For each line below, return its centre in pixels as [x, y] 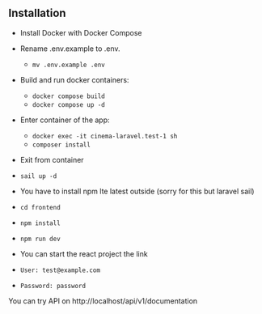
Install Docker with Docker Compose [81, 32]
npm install [40, 223]
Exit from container [52, 159]
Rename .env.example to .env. [70, 49]
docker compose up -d [68, 104]
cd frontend [40, 207]
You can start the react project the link [84, 253]
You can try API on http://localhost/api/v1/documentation [103, 301]
